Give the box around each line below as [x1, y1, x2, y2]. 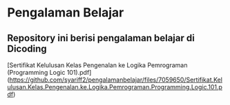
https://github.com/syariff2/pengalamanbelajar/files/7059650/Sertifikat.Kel [9, 75, 223, 84]
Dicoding [7, 43, 47, 54]
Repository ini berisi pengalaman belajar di [7, 32, 195, 44]
